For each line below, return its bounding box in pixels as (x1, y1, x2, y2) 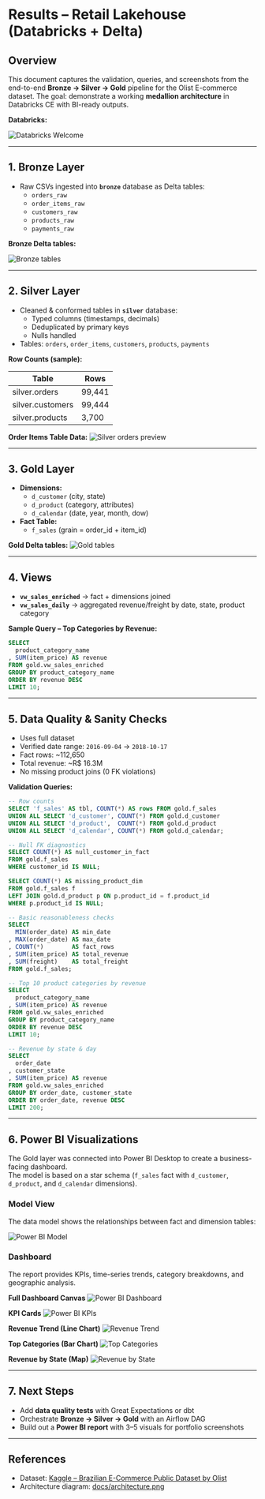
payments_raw (31, 225, 75, 233)
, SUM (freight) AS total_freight (8, 957, 129, 965)
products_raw (31, 216, 75, 224)
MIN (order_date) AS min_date (15, 928, 111, 936)
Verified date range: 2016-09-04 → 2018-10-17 (19, 742, 168, 751)
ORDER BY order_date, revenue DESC (8, 1096, 125, 1104)
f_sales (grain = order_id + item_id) (31, 525, 147, 534)
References (8, 1452, 66, 1466)
